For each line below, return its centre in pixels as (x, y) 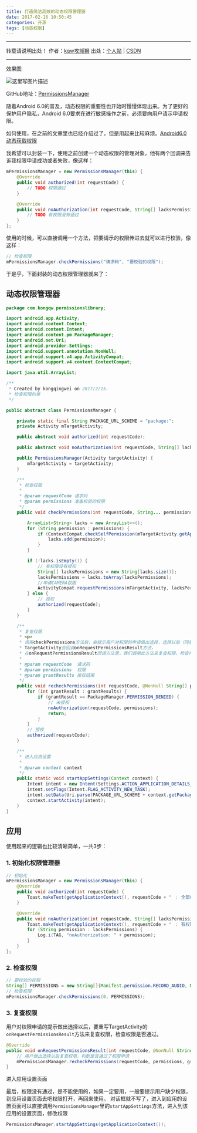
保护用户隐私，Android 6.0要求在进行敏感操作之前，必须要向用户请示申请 (95, 114)
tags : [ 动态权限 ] (26, 28)
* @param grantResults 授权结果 (57, 675)
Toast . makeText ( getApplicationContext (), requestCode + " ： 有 (106, 924)
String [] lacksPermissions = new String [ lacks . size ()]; (107, 572)
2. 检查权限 (22, 967)
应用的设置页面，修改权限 (37, 1114)
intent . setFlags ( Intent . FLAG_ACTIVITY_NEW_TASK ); (89, 790)
